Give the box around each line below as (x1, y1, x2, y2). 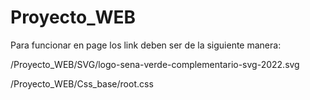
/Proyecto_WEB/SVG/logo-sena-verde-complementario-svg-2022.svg (10, 58, 300, 70)
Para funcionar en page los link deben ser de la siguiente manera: (10, 39, 282, 51)
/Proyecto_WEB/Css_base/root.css (10, 77, 154, 90)
